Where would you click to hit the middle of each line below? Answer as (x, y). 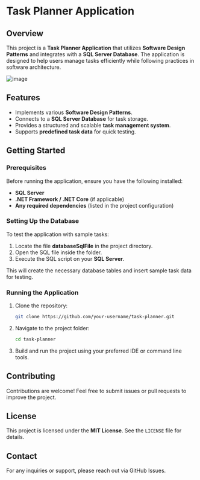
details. (15, 437)
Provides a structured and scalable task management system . (93, 125)
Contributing (31, 376)
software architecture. (34, 67)
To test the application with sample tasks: (58, 234)
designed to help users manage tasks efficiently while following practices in (100, 61)
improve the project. (31, 397)
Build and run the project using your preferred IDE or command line (98, 351)
